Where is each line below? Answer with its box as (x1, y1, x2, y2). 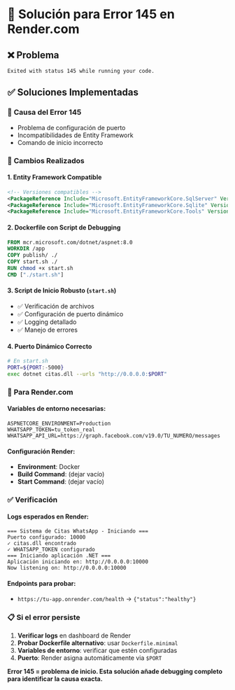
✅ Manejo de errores (17, 325, 78, 334)
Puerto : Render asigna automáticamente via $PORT (17, 654, 162, 662)
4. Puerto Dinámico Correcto (7, 342, 92, 351)
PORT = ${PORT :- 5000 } (7, 364, 64, 372)
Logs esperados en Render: (7, 512, 90, 521)
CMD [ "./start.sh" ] (7, 271, 64, 279)
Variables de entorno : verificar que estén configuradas (17, 646, 178, 654)
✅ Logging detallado (17, 318, 77, 326)
